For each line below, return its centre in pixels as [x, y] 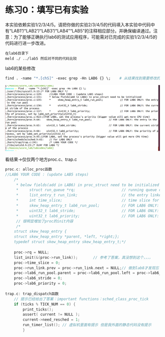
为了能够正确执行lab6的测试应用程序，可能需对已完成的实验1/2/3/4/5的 [85, 37]
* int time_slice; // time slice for [88, 200]
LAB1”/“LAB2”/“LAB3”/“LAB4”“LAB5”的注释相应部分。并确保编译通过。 [82, 31]
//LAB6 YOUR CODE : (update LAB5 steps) [47, 174]
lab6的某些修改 [20, 68]
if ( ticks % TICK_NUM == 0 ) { [45, 304]
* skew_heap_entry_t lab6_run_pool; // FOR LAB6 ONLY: [88, 206]
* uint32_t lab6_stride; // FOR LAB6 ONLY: [88, 211]
